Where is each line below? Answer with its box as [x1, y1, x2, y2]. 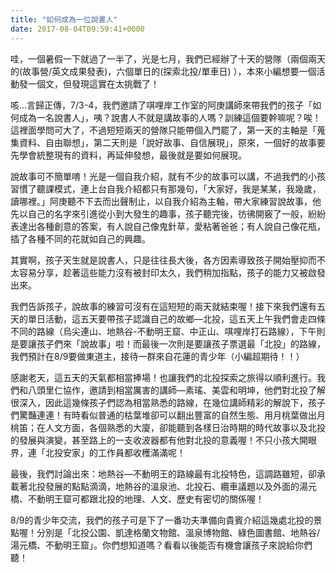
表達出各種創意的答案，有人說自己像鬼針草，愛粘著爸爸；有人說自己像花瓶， [10, 220, 326, 232]
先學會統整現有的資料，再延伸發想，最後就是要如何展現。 [10, 149, 247, 161]
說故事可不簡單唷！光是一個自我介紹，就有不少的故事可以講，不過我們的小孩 [10, 170, 326, 182]
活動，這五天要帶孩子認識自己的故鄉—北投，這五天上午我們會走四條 [44, 312, 326, 325]
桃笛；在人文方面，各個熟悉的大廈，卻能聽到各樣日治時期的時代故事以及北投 [10, 421, 326, 433]
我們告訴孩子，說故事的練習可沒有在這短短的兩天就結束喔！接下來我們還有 [10, 300, 317, 312]
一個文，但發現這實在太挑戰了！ [27, 77, 160, 90]
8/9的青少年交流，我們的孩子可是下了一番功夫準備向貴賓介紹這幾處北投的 [10, 514, 314, 526]
